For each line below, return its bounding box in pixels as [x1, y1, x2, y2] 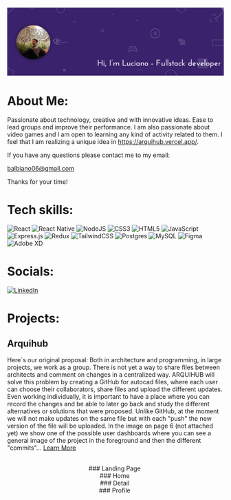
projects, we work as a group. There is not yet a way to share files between [7, 363, 220, 372]
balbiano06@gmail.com [7, 165, 74, 173]
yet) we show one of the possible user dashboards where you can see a [7, 429, 212, 437]
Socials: [7, 263, 54, 279]
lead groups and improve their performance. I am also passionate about [7, 123, 210, 132]
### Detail [99, 479, 130, 488]
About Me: [7, 93, 69, 109]
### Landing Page [88, 464, 141, 472]
